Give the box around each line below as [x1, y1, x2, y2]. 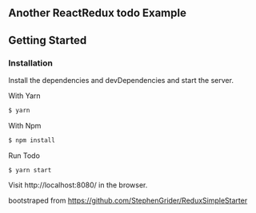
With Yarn [8, 91, 42, 101]
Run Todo [8, 151, 40, 160]
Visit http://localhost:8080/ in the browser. [8, 179, 148, 190]
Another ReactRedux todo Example [8, 6, 186, 20]
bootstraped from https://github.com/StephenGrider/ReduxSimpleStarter [8, 195, 248, 205]
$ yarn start [8, 166, 52, 174]
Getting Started [8, 34, 87, 47]
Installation [8, 57, 54, 69]
